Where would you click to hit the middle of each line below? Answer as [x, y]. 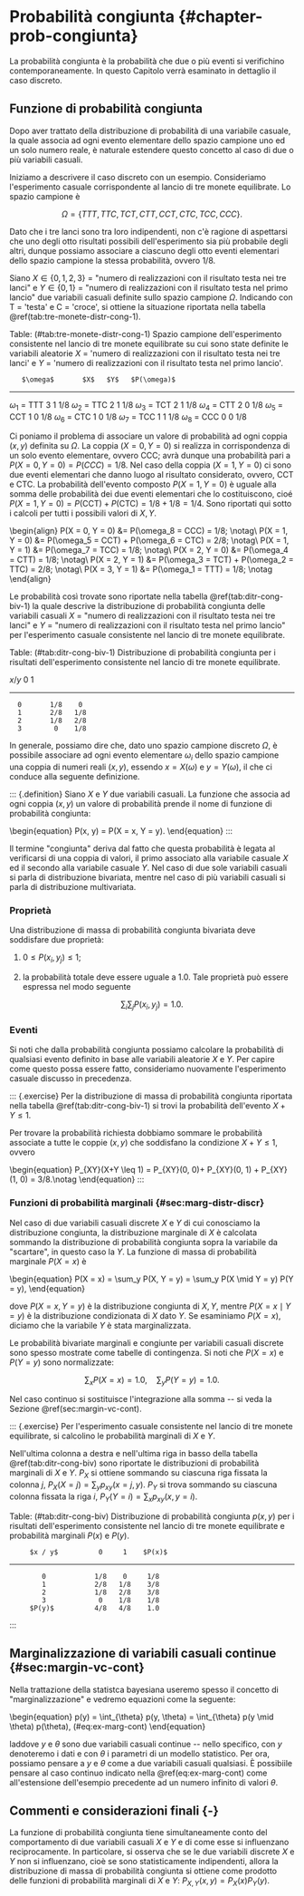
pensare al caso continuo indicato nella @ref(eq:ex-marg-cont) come [138, 1773]
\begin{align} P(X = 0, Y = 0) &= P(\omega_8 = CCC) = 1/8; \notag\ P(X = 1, [148, 531]
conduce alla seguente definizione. [75, 777]
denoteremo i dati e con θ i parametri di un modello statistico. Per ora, [139, 1753]
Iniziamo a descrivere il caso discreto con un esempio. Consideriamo [138, 177]
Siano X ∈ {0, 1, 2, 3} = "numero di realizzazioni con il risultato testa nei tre [148, 277]
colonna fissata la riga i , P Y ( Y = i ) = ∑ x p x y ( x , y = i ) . [104, 1497]
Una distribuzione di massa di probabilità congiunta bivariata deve [133, 930]
